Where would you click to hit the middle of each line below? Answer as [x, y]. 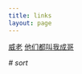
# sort [18, 62]
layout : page [30, 23]
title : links [30, 16]
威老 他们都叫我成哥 [41, 47]
